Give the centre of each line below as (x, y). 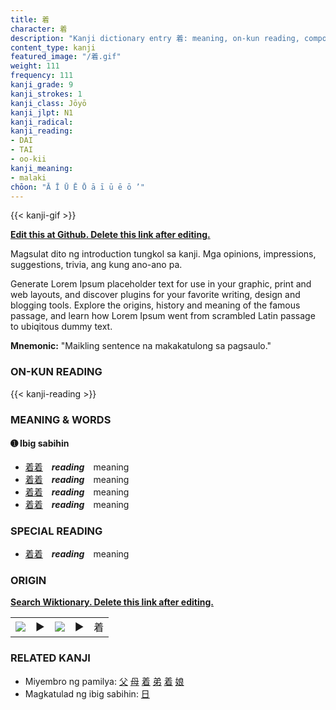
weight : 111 (35, 66)
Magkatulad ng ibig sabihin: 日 (87, 693)
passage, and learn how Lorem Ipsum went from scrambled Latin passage (163, 316)
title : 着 (30, 19)
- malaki (28, 177)
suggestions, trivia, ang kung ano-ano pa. (96, 265)
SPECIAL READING (56, 531)
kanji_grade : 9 (42, 85)
